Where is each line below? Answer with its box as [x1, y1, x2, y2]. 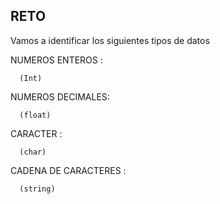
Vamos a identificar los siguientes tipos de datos [10, 34, 210, 46]
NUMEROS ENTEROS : [10, 54, 103, 66]
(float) [19, 110, 52, 120]
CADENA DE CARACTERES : [10, 164, 127, 176]
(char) [19, 147, 47, 157]
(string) [19, 184, 56, 194]
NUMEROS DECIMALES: [10, 90, 110, 103]
